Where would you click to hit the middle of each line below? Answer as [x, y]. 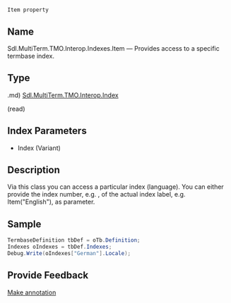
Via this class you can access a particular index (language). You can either [115, 187]
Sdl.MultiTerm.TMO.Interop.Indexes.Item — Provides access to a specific [114, 48]
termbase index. [31, 56]
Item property [28, 10]
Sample [24, 224]
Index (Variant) [39, 148]
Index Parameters [47, 131]
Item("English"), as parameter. [51, 202]
